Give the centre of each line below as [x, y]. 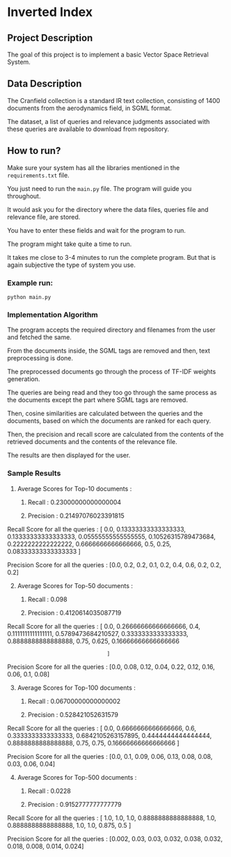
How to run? [34, 151]
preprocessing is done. [40, 358]
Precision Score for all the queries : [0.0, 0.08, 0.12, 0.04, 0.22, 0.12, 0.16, [111, 667]
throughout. [24, 196]
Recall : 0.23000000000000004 [74, 502]
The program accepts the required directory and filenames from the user [111, 330]
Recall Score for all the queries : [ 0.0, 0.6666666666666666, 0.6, [102, 728]
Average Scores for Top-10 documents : [74, 488]
